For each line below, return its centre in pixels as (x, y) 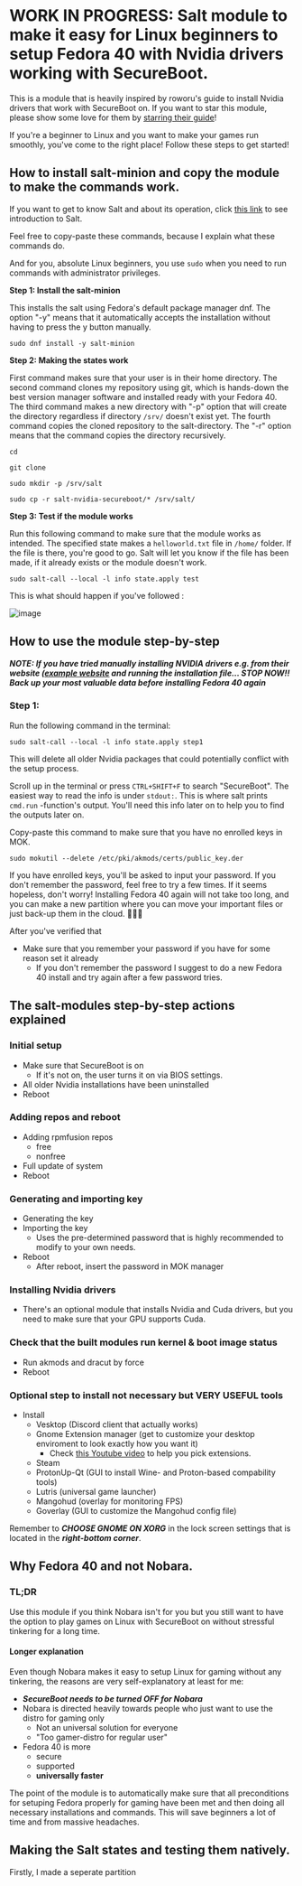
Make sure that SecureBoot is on (83, 1065)
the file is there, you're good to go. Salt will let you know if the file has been (149, 553)
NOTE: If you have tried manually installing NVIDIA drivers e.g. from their (149, 663)
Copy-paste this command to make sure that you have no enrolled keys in (146, 832)
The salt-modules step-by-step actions (122, 1006)
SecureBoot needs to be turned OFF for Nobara (112, 1698)
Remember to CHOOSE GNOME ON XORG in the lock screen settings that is (150, 1528)
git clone (28, 467)
